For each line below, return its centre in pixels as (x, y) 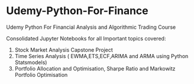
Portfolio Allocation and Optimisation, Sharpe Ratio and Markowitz (95, 68)
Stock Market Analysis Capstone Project (64, 50)
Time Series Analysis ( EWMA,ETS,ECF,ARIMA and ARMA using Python (101, 56)
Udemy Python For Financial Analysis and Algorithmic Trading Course (91, 27)
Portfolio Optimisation (41, 75)
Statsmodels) (31, 62)
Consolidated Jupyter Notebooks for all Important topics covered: (86, 38)
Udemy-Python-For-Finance (77, 11)
